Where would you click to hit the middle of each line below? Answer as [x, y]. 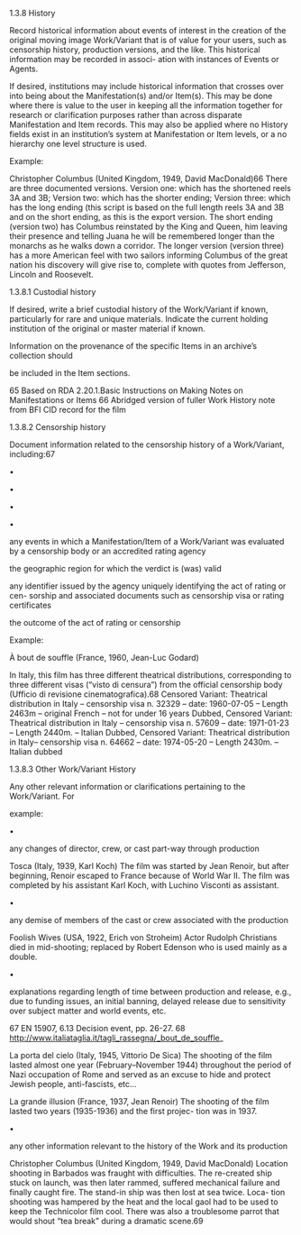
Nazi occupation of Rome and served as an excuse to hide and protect [140, 1075]
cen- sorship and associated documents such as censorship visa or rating [147, 595]
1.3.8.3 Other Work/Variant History [73, 769]
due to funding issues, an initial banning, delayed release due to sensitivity [148, 1001]
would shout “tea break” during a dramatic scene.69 [106, 1221]
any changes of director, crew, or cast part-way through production [134, 848]
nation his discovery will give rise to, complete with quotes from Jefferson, [148, 265]
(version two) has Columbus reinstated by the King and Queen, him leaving [149, 226]
